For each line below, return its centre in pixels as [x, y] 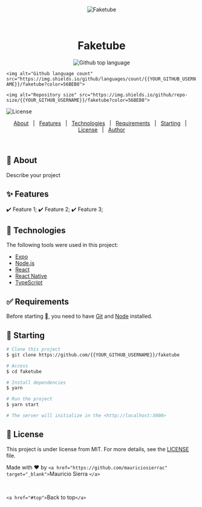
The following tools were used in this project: [62, 245]
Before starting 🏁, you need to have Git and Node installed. [80, 316]
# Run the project [29, 399]
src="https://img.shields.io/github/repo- [134, 95]
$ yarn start [23, 405]
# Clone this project [34, 349]
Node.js [25, 263]
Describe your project [33, 175]
